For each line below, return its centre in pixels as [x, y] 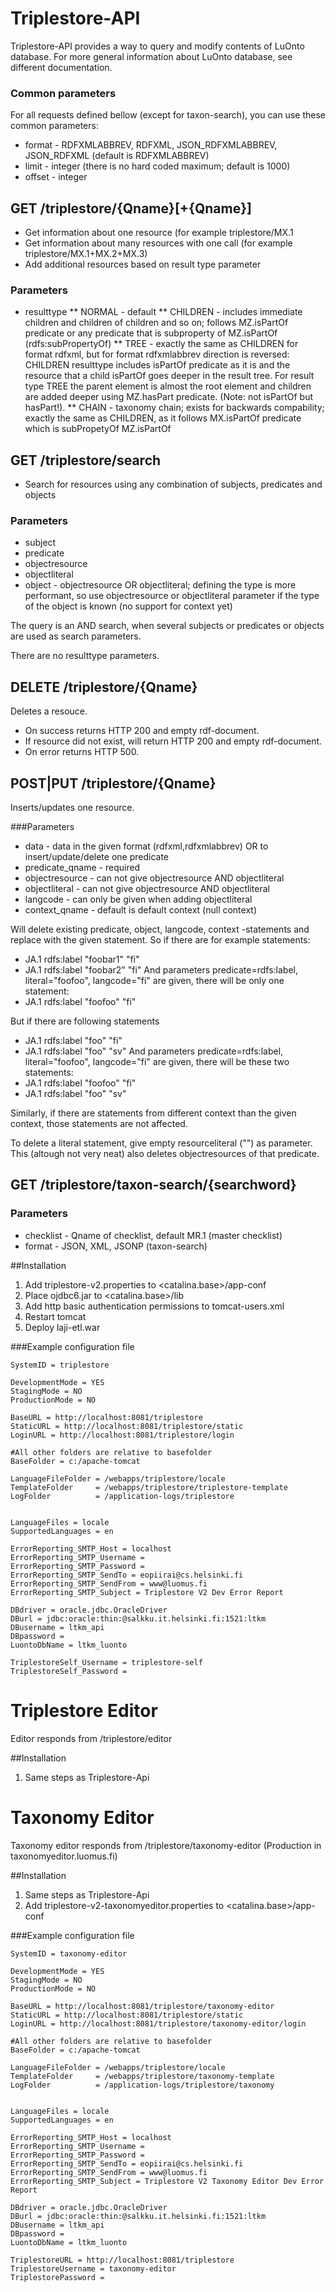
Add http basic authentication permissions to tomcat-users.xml [154, 1306]
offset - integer [56, 177]
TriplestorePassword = [57, 2277]
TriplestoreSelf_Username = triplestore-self [106, 1662]
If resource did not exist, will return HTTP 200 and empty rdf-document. [173, 741]
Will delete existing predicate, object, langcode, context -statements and [160, 929]
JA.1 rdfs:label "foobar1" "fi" [82, 959]
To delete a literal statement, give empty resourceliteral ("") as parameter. [161, 1143]
